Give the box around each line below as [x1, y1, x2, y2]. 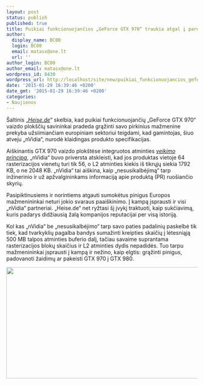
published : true [6, 20, 47, 26]
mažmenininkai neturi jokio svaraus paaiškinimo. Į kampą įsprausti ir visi [6, 198, 186, 205]
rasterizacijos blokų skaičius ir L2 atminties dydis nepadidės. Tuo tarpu [6, 241, 184, 249]
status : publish [6, 15, 47, 21]
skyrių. [6, 179, 24, 187]
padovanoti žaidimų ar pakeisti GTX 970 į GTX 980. [6, 255, 134, 262]
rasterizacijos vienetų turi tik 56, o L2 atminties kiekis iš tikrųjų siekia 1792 [6, 160, 191, 167]
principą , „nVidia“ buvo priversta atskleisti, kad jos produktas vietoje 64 [6, 153, 185, 161]
